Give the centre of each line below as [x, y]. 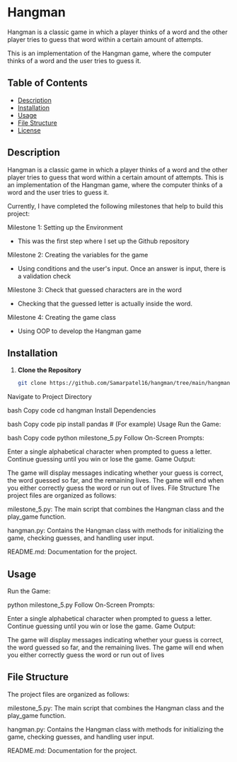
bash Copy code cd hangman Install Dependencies [82, 410]
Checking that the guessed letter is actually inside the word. [105, 303]
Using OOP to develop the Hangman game [79, 331]
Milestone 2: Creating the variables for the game [78, 254]
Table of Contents [48, 83]
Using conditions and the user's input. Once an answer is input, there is [122, 268]
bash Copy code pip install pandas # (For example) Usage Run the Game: [114, 424]
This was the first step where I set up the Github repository [103, 241]
